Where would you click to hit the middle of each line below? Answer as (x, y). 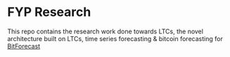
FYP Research (49, 12)
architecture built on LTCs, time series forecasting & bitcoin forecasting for (115, 38)
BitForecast (24, 46)
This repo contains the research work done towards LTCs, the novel (106, 31)
